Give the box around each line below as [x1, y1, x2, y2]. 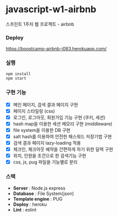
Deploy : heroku [13, 201, 47, 207]
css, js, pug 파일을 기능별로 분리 [13, 159, 78, 165]
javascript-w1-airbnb [6, 4, 97, 15]
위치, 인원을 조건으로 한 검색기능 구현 [13, 153, 87, 159]
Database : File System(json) [13, 190, 74, 197]
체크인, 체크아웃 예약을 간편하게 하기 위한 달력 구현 [13, 146, 113, 152]
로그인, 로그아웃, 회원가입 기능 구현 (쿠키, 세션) [13, 114, 106, 120]
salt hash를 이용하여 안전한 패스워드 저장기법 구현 [13, 133, 112, 140]
